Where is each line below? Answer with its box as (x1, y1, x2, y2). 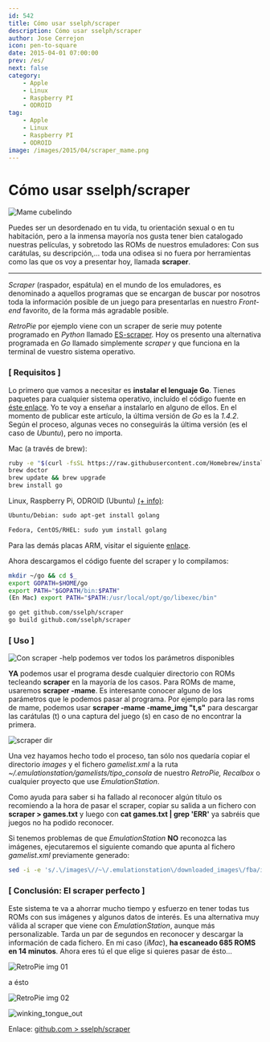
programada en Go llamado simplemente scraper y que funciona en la (8, 338, 240, 348)
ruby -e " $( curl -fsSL (8, 459, 84, 467)
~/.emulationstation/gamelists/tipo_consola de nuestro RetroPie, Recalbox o (8, 768, 261, 778)
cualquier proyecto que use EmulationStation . (8, 777, 160, 787)
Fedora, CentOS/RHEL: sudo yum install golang (8, 525, 167, 534)
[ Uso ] (8, 635, 35, 647)
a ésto (8, 977, 30, 987)
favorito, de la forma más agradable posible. (22, 306, 170, 316)
